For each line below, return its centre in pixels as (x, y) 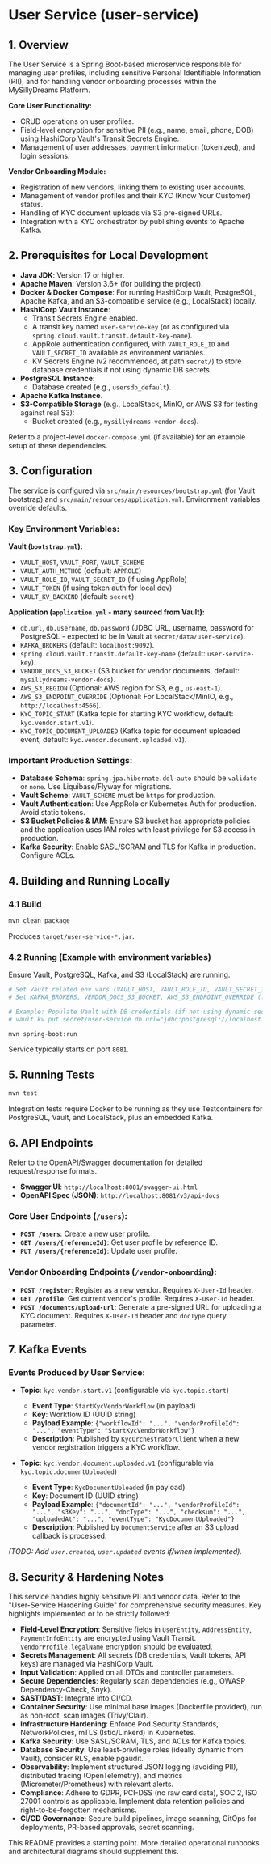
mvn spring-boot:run (43, 1034)
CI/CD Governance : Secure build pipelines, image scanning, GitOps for (138, 1819)
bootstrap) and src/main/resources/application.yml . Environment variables (134, 499)
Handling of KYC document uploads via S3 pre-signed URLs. (121, 213)
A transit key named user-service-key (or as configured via (131, 326)
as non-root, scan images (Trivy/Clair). (84, 1715)
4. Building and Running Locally (90, 881)
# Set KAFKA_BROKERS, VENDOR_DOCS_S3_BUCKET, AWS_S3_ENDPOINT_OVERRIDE (131, 997)
